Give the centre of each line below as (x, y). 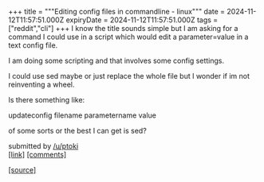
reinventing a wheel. (41, 84)
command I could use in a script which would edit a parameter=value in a (128, 37)
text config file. (33, 45)
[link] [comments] (37, 155)
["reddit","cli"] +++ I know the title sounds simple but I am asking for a (123, 28)
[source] (22, 170)
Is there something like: (47, 100)
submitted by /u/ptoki (43, 146)
